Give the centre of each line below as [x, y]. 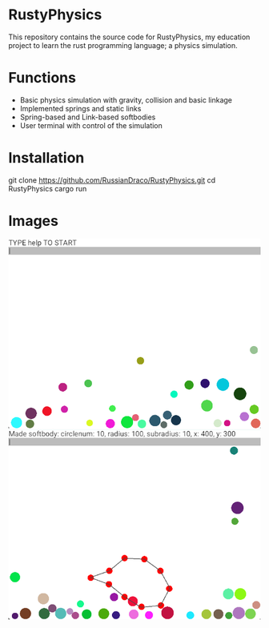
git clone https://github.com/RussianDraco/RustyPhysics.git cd [112, 180]
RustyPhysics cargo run [48, 188]
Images [33, 221]
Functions [42, 78]
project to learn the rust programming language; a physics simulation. [123, 45]
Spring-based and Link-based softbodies [88, 117]
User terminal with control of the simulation [91, 125]
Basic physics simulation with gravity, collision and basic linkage [126, 100]
